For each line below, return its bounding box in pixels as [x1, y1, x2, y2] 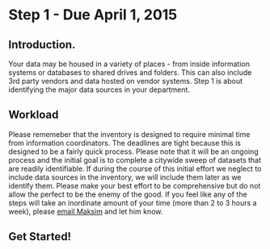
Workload [8, 108, 59, 122]
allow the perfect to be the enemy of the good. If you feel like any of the [8, 189, 248, 199]
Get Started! [8, 230, 71, 243]
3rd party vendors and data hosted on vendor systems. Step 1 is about [8, 77, 243, 85]
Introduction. [8, 38, 76, 52]
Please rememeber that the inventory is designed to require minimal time [8, 129, 251, 139]
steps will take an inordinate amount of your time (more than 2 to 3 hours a [8, 197, 257, 207]
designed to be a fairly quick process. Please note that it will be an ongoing [8, 147, 259, 156]
